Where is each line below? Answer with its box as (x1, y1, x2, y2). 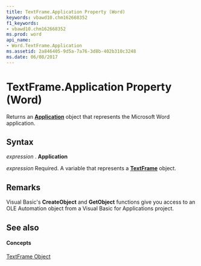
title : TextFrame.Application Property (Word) (6, 8, 126, 15)
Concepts (6, 239, 31, 247)
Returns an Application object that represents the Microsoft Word (6, 113, 170, 120)
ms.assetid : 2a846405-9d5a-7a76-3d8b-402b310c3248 (6, 48, 136, 55)
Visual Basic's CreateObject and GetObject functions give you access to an (6, 198, 196, 206)
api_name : (6, 37, 31, 43)
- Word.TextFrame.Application (6, 43, 83, 49)
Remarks (6, 182, 41, 193)
